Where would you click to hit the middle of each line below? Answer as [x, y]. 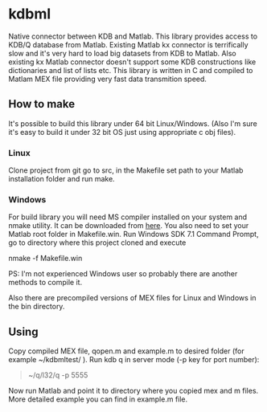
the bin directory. [37, 307]
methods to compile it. [45, 283]
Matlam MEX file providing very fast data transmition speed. [108, 79]
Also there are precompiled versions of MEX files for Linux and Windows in [132, 298]
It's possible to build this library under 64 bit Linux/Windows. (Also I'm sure [133, 123]
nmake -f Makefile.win [45, 259]
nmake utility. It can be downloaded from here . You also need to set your [129, 226]
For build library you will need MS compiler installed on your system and [128, 217]
